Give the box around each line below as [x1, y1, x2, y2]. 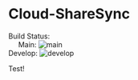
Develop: [8, 48, 39, 58]
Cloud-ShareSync [8, 5, 131, 23]
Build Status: [8, 31, 51, 41]
